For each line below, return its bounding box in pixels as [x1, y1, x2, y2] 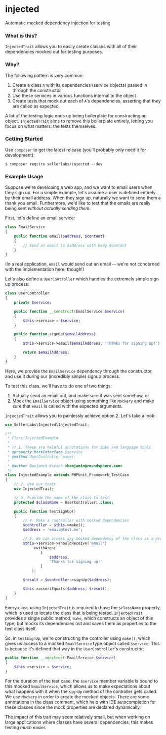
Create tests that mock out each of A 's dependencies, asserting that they [12, 98, 161, 104]
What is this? [5, 32, 37, 39]
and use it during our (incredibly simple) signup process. [5, 373, 120, 379]
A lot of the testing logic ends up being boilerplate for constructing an [5, 112, 147, 118]
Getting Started [5, 135, 43, 142]
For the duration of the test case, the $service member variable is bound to [5, 678, 158, 684]
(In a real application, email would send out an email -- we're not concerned [5, 261, 160, 267]
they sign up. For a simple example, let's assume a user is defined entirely [5, 190, 156, 196]
